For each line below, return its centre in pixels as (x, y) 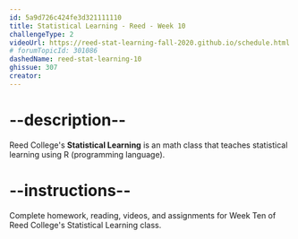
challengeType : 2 (42, 34)
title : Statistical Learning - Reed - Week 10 (98, 26)
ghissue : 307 (34, 68)
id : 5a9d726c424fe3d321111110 (66, 17)
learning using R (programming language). (87, 154)
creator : (26, 76)
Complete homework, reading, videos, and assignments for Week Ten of (143, 215)
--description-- (68, 119)
